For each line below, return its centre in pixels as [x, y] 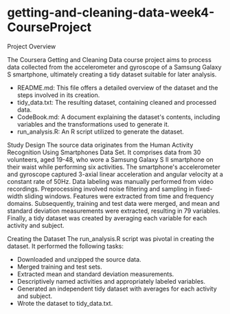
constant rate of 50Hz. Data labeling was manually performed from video [111, 181]
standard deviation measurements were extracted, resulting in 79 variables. [114, 211]
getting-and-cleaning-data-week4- [111, 13]
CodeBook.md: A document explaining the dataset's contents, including [118, 117]
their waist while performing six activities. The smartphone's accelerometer [114, 167]
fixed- [204, 189]
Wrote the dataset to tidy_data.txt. [65, 303]
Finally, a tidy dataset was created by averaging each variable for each [107, 218]
